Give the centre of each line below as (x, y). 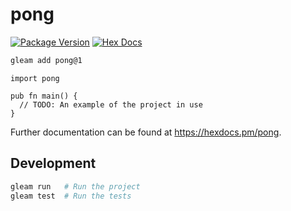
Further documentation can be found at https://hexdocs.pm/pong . (146, 132)
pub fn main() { (44, 96)
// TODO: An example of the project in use (111, 104)
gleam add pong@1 (46, 60)
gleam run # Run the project (75, 186)
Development (53, 163)
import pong (35, 78)
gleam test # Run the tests (71, 196)
